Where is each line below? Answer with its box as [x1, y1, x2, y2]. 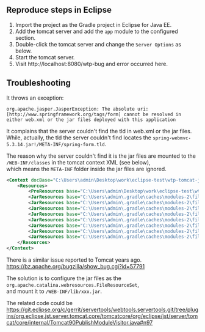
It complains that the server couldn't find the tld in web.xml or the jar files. [6, 127, 192, 135]
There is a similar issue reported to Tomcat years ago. [6, 256, 142, 264]
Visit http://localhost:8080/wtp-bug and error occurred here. [15, 60, 168, 67]
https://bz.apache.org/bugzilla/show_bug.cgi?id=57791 [6, 263, 145, 270]
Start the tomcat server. [15, 53, 75, 61]
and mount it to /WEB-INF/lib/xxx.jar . [6, 287, 103, 295]
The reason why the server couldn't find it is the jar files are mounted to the [6, 152, 196, 160]
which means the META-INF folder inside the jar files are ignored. [6, 165, 167, 172]
